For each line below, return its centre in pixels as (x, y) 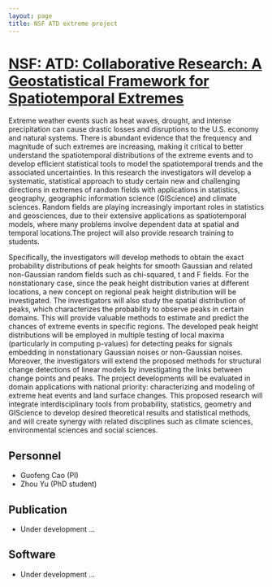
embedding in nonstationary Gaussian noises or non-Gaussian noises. (126, 352)
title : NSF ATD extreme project (63, 24)
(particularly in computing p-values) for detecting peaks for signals (121, 344)
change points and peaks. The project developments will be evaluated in (130, 378)
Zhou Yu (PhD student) (58, 484)
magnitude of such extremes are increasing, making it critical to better (126, 146)
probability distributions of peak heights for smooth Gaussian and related (131, 266)
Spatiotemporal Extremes (96, 98)
